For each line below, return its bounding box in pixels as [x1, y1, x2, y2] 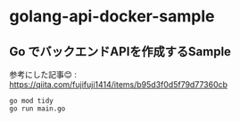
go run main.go [9, 104, 66, 113]
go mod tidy [9, 96, 54, 105]
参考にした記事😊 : [9, 69, 78, 79]
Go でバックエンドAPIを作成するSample [9, 44, 232, 59]
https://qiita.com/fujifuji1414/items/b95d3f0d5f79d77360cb [9, 79, 228, 90]
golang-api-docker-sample [9, 6, 215, 27]
